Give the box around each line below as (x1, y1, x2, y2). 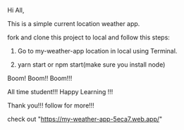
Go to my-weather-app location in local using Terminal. (17, 47, 178, 55)
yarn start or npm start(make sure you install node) (17, 60, 166, 69)
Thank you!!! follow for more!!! (7, 101, 95, 110)
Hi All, (7, 6, 25, 14)
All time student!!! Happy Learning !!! (7, 88, 114, 96)
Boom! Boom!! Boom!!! (7, 74, 73, 82)
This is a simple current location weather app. (7, 20, 140, 27)
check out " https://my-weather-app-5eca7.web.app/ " (7, 115, 163, 123)
